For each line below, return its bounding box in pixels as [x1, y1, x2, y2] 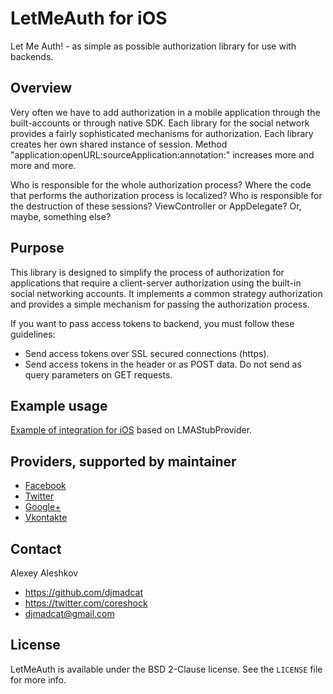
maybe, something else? [10, 210, 112, 222]
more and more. [10, 159, 77, 171]
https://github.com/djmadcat [24, 587, 143, 598]
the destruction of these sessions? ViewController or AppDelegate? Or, [10, 200, 302, 212]
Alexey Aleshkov [10, 567, 79, 579]
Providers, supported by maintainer [10, 453, 237, 470]
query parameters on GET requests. [24, 368, 173, 381]
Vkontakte [24, 512, 68, 524]
